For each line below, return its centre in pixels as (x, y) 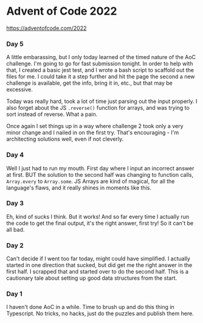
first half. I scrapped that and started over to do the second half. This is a (98, 272)
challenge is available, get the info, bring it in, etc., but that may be (90, 83)
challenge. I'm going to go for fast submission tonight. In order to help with (100, 64)
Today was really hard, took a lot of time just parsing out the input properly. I (102, 101)
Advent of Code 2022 (62, 11)
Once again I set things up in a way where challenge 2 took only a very (95, 126)
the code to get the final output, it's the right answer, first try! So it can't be (100, 223)
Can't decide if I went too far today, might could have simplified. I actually (98, 259)
